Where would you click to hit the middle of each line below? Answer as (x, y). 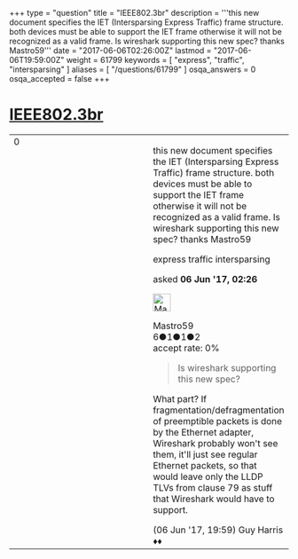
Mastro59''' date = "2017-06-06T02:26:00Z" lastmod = (110, 51)
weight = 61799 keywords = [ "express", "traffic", (155, 60)
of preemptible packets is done (217, 421)
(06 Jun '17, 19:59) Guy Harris (218, 530)
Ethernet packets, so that (205, 465)
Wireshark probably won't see (216, 443)
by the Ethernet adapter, (204, 432)
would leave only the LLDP (208, 476)
